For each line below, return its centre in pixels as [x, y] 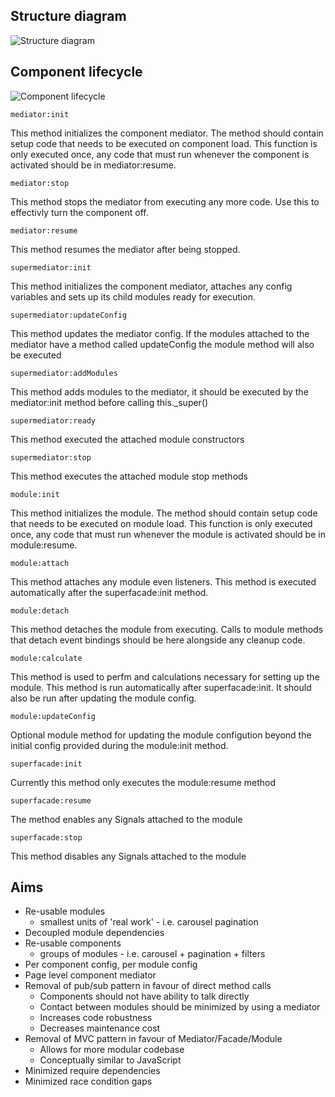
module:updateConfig [53, 716]
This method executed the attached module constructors [127, 439]
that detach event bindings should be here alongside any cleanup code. [158, 640]
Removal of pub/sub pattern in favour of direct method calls [148, 986]
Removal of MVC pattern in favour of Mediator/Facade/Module [153, 1039]
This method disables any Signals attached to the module [128, 856]
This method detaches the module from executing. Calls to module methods [167, 629]
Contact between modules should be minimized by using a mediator [180, 1007]
